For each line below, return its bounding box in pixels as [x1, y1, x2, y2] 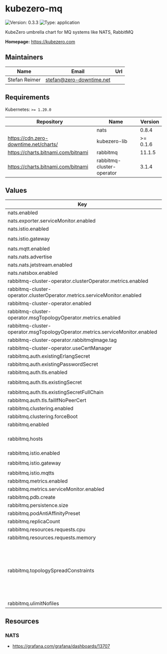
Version [140, 118, 160, 125]
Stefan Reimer [7, 76, 41, 83]
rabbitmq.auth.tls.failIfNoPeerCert [7, 397, 86, 404]
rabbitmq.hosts [7, 435, 43, 442]
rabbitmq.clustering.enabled [7, 405, 74, 412]
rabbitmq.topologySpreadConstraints [7, 567, 94, 574]
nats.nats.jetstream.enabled [7, 261, 73, 268]
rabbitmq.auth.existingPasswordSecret [7, 361, 98, 368]
